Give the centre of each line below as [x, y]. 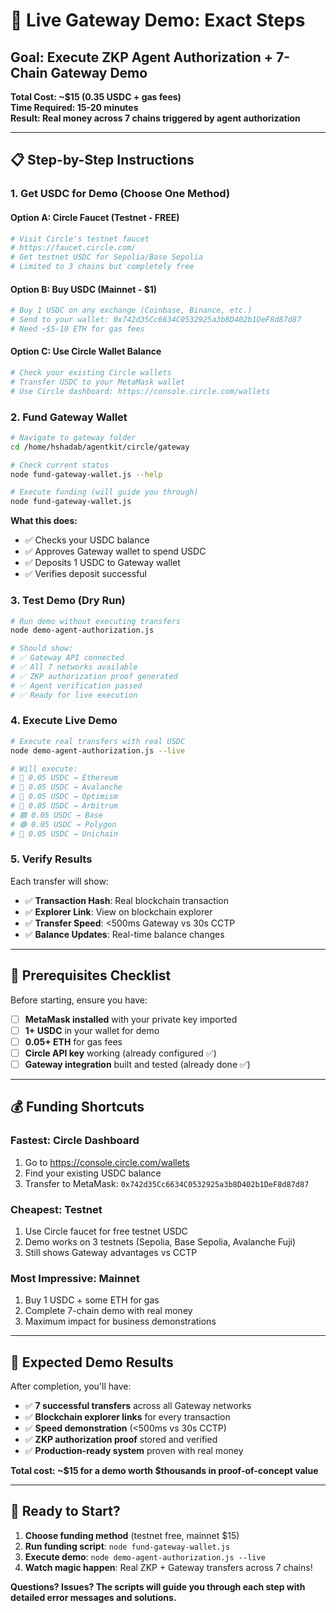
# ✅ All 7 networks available [74, 667]
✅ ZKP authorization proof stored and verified [121, 1440]
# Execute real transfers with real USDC [98, 741]
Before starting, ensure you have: [79, 1000]
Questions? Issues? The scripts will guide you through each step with [158, 1586]
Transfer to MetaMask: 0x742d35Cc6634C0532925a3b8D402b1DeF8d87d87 [167, 1183]
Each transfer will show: [59, 881]
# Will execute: [44, 769]
